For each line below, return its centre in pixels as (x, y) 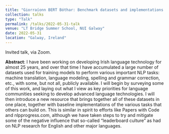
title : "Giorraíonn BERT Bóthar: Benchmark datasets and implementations (84, 10)
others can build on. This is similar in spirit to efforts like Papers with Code (82, 110)
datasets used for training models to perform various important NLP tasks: (82, 72)
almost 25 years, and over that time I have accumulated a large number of (82, 67)
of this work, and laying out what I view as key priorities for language (77, 88)
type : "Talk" (19, 19)
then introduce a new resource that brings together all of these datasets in (82, 99)
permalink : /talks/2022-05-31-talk (43, 24)
